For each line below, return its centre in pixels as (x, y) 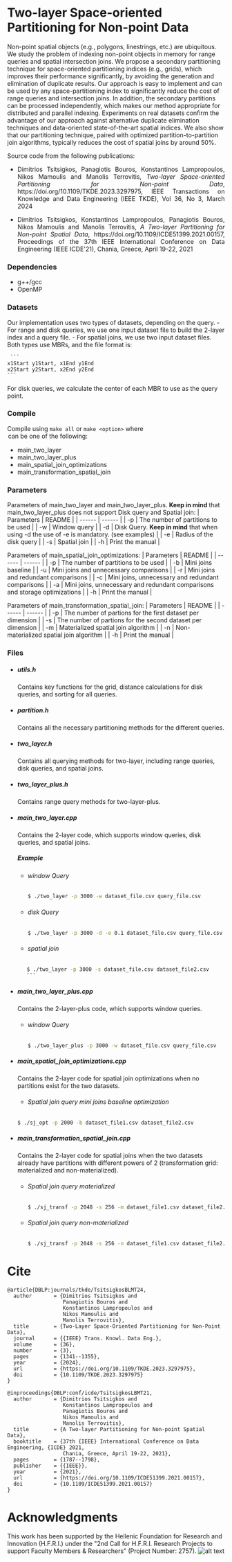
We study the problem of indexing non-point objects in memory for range (111, 54)
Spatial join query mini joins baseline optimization (98, 1102)
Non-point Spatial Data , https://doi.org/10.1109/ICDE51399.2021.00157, (121, 234)
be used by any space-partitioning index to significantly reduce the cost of (113, 91)
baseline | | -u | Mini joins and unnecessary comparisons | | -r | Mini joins (111, 570)
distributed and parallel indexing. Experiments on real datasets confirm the (113, 113)
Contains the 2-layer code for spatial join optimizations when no (108, 1078)
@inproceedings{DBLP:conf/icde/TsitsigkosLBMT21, (80, 1393)
